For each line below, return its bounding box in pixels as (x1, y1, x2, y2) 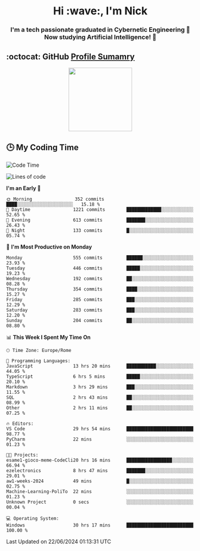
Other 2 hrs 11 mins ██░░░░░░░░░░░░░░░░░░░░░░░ (6, 405, 194, 411)
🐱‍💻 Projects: (6, 452, 39, 458)
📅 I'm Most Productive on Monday (6, 243, 93, 250)
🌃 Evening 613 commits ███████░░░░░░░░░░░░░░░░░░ (6, 217, 194, 223)
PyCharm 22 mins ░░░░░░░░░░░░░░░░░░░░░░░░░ (6, 436, 194, 442)
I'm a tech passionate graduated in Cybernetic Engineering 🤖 (10, 26, 190, 34)
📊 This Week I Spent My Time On (6, 333, 91, 341)
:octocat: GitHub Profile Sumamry (6, 51, 136, 62)
